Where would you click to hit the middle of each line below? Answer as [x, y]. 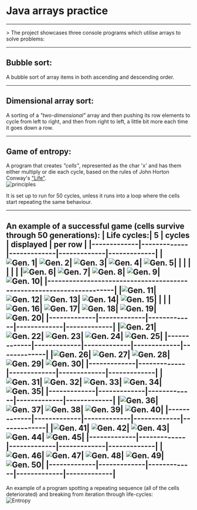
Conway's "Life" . [26, 178]
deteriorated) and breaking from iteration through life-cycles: [80, 494]
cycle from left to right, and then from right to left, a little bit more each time [97, 121]
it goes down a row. [30, 127]
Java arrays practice [57, 11]
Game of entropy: [39, 151]
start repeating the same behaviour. [49, 202]
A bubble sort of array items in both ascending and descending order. [90, 77]
